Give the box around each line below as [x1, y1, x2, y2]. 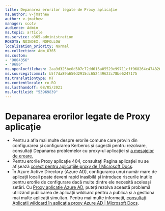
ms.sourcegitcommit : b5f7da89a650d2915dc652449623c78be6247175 [5, 71, 137, 76]
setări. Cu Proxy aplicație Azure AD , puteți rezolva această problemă [12, 184, 151, 190]
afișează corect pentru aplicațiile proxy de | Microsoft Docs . [12, 163, 134, 170]
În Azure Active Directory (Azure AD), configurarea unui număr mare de [12, 169, 157, 175]
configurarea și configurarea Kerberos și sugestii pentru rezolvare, [12, 143, 147, 149]
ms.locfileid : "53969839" [5, 90, 58, 94]
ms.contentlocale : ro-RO [5, 80, 56, 85]
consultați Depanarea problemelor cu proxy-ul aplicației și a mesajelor [12, 148, 154, 154]
